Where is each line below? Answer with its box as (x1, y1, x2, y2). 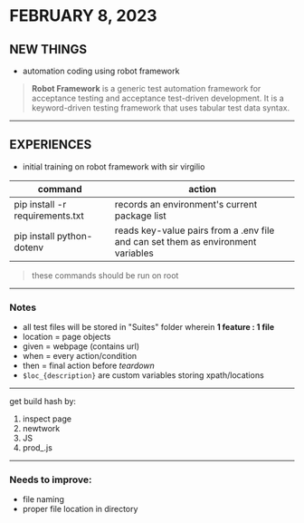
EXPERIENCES (9, 137, 92, 152)
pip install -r (14, 198, 67, 210)
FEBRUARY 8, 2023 (9, 5, 157, 26)
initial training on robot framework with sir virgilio (22, 160, 205, 172)
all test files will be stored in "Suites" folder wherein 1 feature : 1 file (22, 322, 274, 333)
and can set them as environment (114, 235, 257, 247)
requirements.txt (14, 209, 84, 222)
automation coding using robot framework (22, 65, 180, 76)
